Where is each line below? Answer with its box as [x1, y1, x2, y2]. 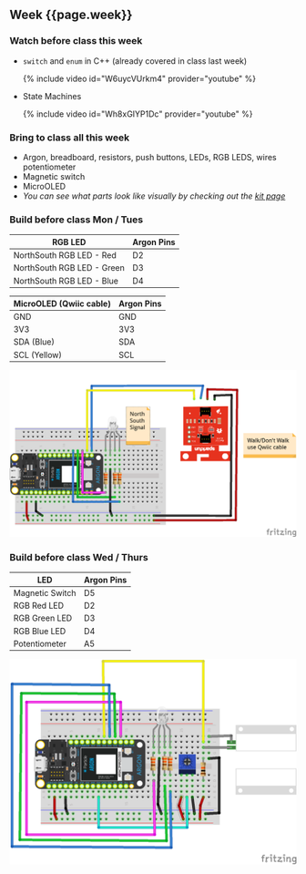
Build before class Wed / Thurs [9, 550, 148, 563]
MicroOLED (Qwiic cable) [13, 298, 111, 309]
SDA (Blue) [13, 336, 55, 347]
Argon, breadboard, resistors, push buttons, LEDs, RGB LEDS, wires [22, 151, 277, 162]
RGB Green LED [13, 612, 73, 623]
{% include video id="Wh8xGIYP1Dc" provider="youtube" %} [22, 108, 253, 119]
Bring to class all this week [9, 131, 130, 144]
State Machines [22, 90, 82, 101]
